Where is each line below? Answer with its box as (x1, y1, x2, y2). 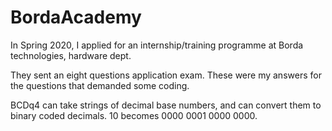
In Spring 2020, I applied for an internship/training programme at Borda (10, 39, 304, 51)
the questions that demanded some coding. (10, 79, 190, 91)
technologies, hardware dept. (10, 49, 132, 61)
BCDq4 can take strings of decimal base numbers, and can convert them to (10, 99, 322, 111)
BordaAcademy (10, 6, 142, 29)
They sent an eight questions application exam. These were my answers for (10, 69, 322, 81)
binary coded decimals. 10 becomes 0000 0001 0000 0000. (10, 109, 258, 121)
